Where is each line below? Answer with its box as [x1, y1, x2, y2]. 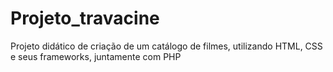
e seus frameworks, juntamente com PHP [10, 50, 182, 62]
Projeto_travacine [10, 7, 160, 30]
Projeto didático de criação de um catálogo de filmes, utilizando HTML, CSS [10, 40, 323, 52]
